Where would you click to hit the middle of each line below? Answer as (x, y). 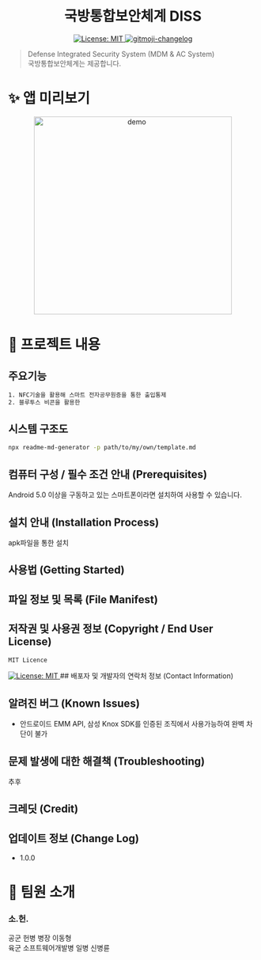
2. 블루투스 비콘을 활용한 (44, 402)
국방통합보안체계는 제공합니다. (74, 63)
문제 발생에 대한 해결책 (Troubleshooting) (107, 761)
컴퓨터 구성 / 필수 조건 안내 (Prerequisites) (108, 474)
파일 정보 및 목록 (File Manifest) (83, 600)
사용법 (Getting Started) (66, 570)
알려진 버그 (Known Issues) (74, 703)
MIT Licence (28, 660)
